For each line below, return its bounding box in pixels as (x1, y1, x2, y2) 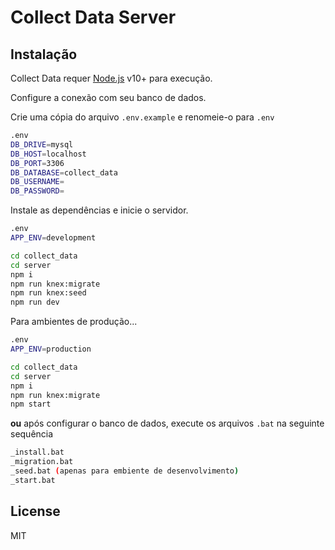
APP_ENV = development (10, 233, 97, 243)
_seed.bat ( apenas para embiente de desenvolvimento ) (10, 466, 240, 476)
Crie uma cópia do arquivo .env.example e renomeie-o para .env (10, 111, 275, 123)
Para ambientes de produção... (10, 316, 138, 328)
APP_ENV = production (10, 344, 92, 354)
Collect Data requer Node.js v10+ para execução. (10, 72, 213, 84)
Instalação (10, 46, 78, 63)
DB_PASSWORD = (10, 186, 65, 196)
